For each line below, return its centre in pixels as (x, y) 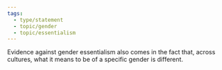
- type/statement (39, 20)
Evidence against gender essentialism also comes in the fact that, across (111, 52)
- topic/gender (35, 26)
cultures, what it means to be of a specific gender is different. (95, 60)
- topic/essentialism (45, 33)
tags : (15, 13)
